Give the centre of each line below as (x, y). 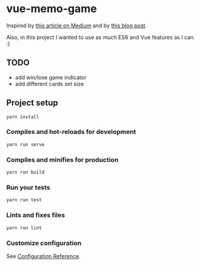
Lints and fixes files (36, 215)
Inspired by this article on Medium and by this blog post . (77, 25)
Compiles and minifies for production (62, 159)
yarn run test (24, 200)
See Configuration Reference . (43, 256)
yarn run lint (24, 228)
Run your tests (28, 188)
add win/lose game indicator (51, 77)
